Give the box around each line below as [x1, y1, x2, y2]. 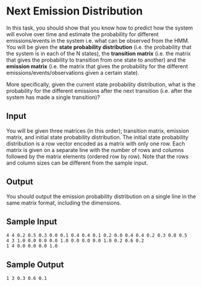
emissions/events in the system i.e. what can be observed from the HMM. [6, 37, 190, 44]
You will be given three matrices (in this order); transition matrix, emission [6, 127, 189, 134]
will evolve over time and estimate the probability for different [6, 30, 159, 37]
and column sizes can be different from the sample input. [6, 159, 148, 167]
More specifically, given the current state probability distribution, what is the [6, 80, 196, 88]
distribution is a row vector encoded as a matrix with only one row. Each [6, 140, 185, 147]
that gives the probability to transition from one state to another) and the [6, 56, 186, 63]
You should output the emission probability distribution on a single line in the [6, 192, 196, 200]
